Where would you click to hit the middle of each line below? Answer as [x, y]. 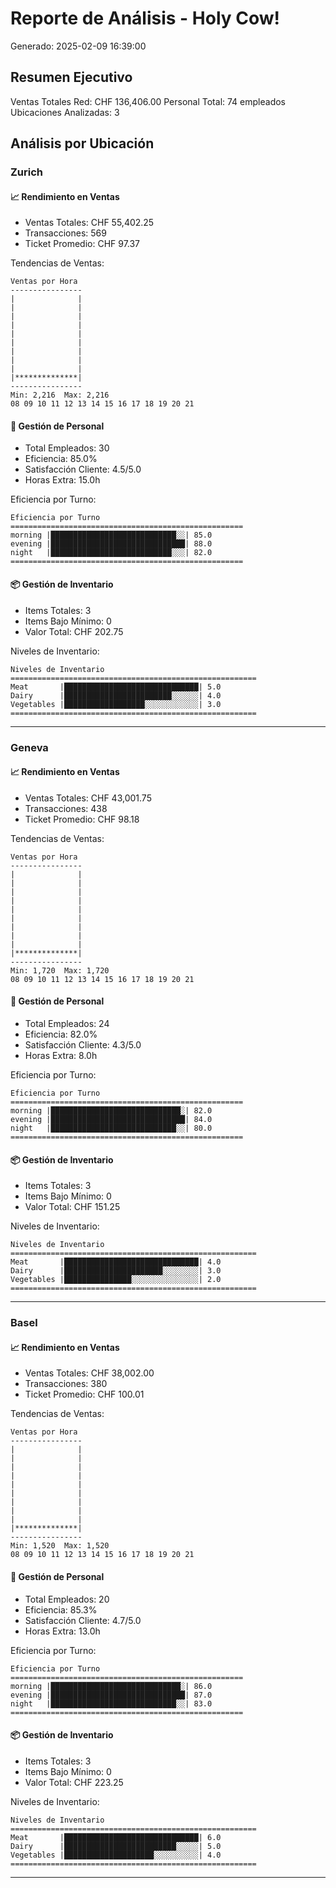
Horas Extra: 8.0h [61, 1055]
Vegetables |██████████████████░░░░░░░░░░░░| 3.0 [116, 704]
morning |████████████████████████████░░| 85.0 [111, 535]
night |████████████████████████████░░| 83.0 [111, 1703]
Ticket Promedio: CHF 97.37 [82, 244]
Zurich [27, 172]
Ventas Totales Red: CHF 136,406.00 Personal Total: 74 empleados [148, 101]
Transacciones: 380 [66, 1384]
